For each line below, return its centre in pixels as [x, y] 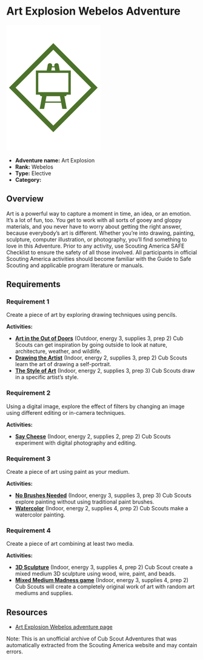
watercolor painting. [40, 515]
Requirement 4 [29, 530]
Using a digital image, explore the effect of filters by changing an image [95, 406]
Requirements [33, 284]
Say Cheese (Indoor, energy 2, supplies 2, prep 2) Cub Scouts [93, 436]
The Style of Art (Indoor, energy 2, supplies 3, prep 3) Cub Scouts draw [105, 371]
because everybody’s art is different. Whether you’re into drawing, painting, [101, 233]
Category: [28, 179]
